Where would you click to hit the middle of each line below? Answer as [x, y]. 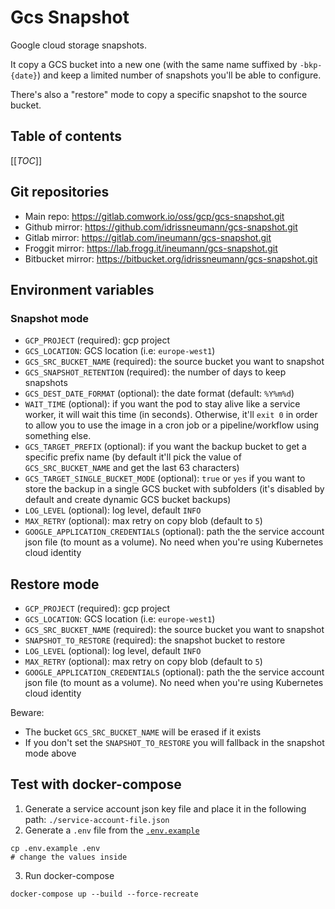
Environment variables [82, 289]
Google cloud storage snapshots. [78, 45]
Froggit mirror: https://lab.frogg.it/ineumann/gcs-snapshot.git [151, 248]
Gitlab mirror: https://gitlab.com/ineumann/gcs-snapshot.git [148, 237]
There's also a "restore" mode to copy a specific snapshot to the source [159, 94]
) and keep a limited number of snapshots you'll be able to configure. [179, 75]
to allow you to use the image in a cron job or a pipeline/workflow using [172, 425]
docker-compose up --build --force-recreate [104, 894]
